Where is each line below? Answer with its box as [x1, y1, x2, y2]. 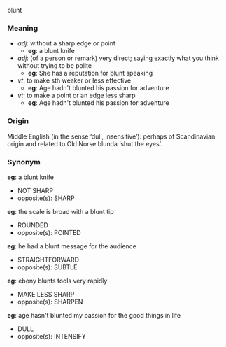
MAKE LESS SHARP [17, 290, 75, 298]
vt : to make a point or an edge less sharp [17, 91, 136, 100]
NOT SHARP [17, 186, 54, 194]
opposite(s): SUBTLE [17, 262, 78, 271]
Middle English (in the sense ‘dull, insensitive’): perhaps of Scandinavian [7, 132, 216, 141]
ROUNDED [17, 220, 49, 229]
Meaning [7, 23, 38, 33]
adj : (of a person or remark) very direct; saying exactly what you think [17, 54, 219, 62]
